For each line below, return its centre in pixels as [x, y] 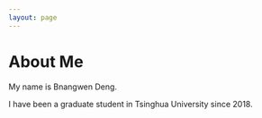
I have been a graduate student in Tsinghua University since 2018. [131, 104]
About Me [46, 61]
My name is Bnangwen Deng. [63, 87]
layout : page [33, 17]
